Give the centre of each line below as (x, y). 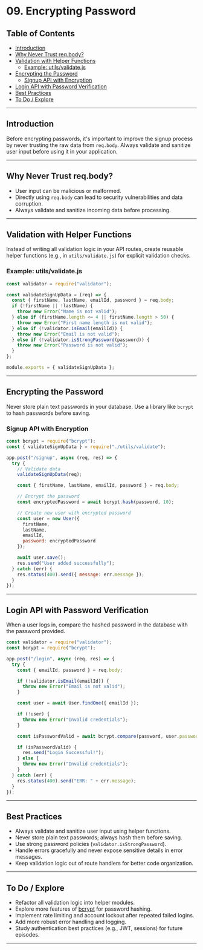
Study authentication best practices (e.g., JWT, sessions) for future (99, 928)
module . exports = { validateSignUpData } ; (60, 368)
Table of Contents (41, 34)
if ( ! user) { (34, 714)
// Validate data (39, 469)
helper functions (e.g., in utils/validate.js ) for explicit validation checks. (98, 256)
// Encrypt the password (48, 496)
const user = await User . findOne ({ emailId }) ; (78, 703)
